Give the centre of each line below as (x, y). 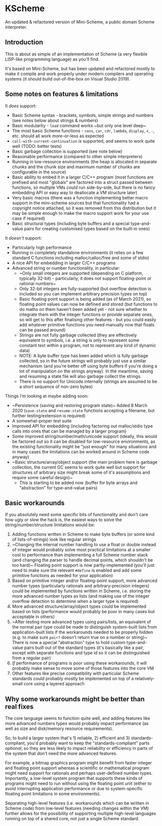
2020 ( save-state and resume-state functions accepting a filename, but (83, 410)
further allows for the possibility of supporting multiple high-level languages (81, 813)
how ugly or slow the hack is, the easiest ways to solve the (64, 520)
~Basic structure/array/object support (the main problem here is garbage (85, 462)
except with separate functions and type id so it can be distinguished (81, 653)
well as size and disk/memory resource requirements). (59, 729)
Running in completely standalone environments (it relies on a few (78, 252)
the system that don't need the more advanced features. (61, 753)
